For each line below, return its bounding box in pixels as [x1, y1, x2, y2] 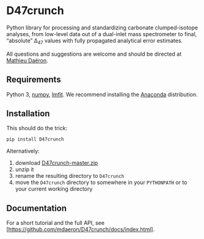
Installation [6, 108, 50, 119]
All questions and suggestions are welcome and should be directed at [6, 50, 182, 57]
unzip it [15, 166, 34, 173]
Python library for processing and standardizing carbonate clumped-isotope [6, 24, 199, 31]
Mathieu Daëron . [6, 56, 49, 64]
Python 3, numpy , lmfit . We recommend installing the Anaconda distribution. [6, 90, 198, 98]
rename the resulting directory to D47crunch [15, 172, 125, 180]
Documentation [6, 203, 67, 213]
